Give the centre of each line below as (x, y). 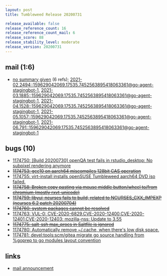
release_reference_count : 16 (36, 28)
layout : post (19, 10)
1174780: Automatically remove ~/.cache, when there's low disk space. (86, 230)
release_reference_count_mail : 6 (40, 33)
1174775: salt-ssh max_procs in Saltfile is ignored (63, 224)
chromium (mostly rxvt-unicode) (46, 192)
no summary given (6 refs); (41, 79)
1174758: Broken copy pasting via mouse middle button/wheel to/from (85, 187)
